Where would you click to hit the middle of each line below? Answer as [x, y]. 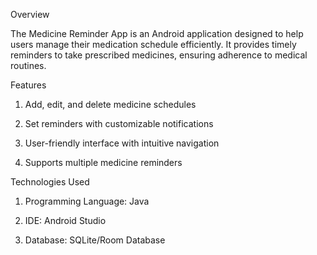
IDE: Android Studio [65, 220]
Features [28, 85]
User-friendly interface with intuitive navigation [122, 143]
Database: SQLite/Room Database [95, 240]
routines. [28, 65]
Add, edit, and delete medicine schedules [110, 104]
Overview [30, 14]
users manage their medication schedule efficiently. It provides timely [153, 44]
